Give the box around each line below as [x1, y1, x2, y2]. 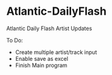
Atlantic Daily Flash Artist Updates [6, 25, 92, 32]
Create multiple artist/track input [15, 48, 97, 56]
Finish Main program [15, 61, 67, 69]
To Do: [6, 36, 23, 44]
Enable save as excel [15, 55, 69, 62]
